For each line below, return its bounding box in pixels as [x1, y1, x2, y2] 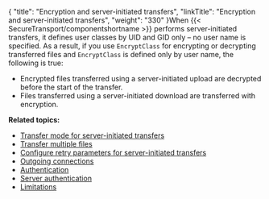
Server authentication [19, 173, 93, 183]
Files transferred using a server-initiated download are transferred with [19, 91, 256, 100]
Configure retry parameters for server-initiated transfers [19, 148, 207, 157]
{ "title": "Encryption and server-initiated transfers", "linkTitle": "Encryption [8, 7, 256, 16]
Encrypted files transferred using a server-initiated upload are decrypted [19, 74, 262, 83]
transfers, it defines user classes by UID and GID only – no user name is [8, 32, 246, 42]
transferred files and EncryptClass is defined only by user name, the [8, 50, 234, 59]
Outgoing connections [19, 156, 94, 166]
